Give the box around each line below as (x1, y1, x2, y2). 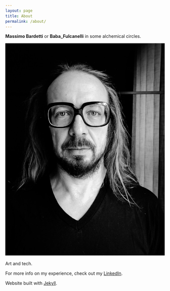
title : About (5, 13, 33, 19)
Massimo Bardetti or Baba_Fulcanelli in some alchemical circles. (5, 33, 142, 39)
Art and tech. (5, 261, 33, 267)
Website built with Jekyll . (5, 280, 57, 286)
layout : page (5, 8, 33, 13)
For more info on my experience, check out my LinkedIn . (5, 270, 123, 276)
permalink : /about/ (5, 19, 47, 24)
